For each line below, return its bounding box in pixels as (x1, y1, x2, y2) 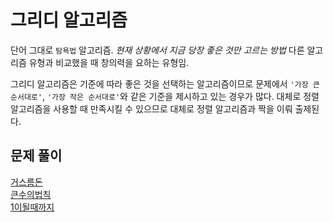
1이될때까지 (10, 201, 55, 213)
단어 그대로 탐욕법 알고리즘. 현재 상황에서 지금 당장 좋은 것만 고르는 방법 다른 (10, 44, 305, 56)
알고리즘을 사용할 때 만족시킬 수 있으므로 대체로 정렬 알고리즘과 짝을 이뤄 (10, 102, 293, 115)
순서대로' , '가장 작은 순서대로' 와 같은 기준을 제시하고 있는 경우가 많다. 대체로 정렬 (10, 90, 320, 102)
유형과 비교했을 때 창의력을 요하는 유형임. (28, 56, 190, 68)
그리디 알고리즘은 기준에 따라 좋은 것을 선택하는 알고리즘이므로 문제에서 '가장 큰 (10, 77, 320, 90)
